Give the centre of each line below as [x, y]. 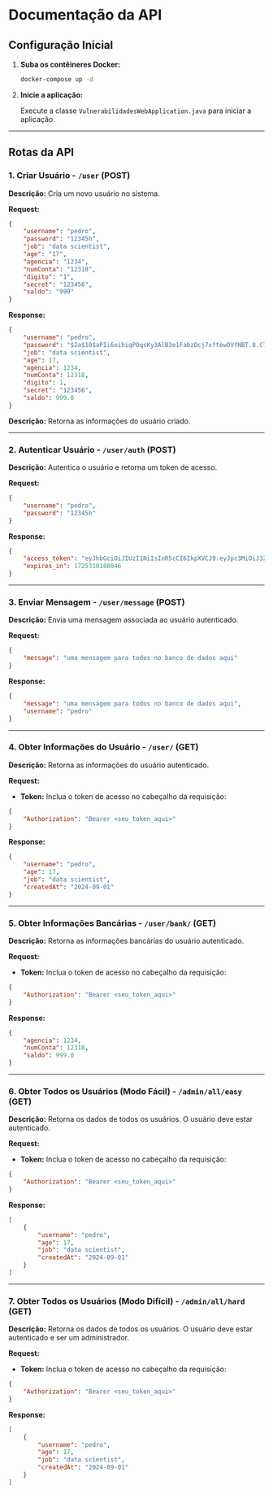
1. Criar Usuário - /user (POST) [69, 176]
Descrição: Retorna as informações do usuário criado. [100, 421]
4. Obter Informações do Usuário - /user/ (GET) [104, 747]
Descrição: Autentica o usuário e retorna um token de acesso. [113, 467]
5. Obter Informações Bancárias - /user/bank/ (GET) [113, 923]
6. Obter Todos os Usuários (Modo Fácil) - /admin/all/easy [125, 1091]
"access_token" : [51, 558]
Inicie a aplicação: [52, 94]
